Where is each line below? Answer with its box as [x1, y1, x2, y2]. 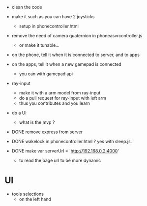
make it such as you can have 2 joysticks [11, 14, 95, 19]
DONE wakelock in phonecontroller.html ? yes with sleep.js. [11, 139, 132, 144]
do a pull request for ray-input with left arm [19, 95, 107, 101]
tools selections [11, 191, 44, 197]
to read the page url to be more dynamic [19, 157, 101, 163]
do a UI [11, 110, 27, 116]
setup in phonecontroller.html [19, 23, 79, 29]
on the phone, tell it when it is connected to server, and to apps [11, 52, 140, 58]
